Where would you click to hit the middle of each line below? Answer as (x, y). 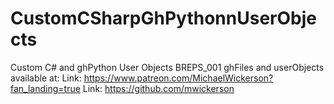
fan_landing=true (45, 88)
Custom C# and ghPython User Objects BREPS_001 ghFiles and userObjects (167, 67)
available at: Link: (46, 78)
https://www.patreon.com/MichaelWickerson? (178, 78)
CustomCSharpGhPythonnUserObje (163, 18)
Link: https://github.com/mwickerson (158, 88)
